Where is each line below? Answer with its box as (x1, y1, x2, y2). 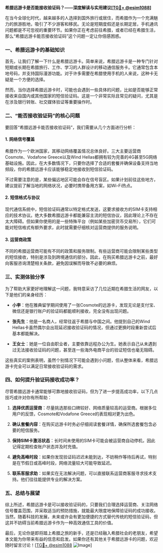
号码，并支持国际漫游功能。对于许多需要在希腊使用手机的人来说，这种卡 (9, 70, 154, 77)
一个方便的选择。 (13, 77, 48, 82)
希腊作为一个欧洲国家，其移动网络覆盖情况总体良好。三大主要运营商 (5, 148, 141, 154)
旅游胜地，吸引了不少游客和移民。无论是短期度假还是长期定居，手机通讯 (13, 21, 158, 27)
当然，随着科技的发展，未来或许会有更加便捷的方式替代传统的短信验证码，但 (5, 514, 158, 520)
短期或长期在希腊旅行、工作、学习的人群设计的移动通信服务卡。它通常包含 (5, 65, 154, 70)
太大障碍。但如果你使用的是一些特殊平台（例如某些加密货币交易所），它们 (5, 218, 152, 224)
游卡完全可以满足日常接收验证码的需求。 (5, 363, 86, 369)
